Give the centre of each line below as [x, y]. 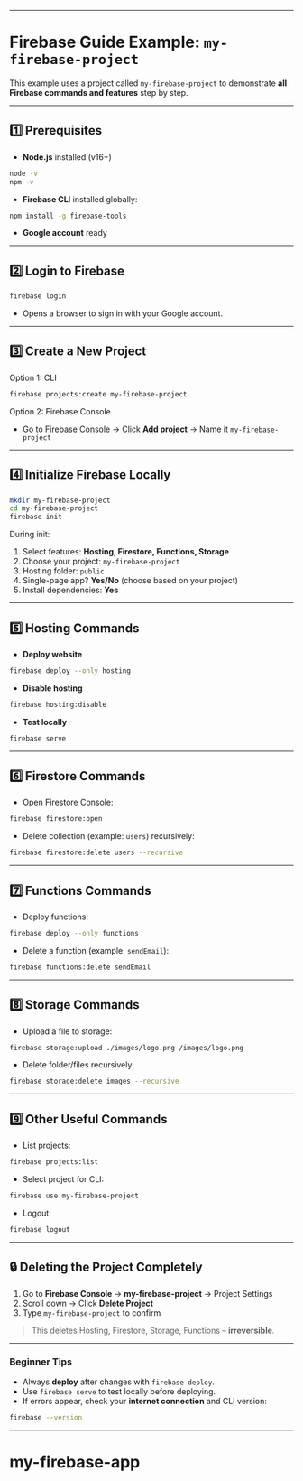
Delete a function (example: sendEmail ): [96, 950]
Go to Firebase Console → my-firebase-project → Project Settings [147, 1293]
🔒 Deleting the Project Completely [106, 1267]
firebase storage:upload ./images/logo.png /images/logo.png [127, 1048]
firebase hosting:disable [58, 704]
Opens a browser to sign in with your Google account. [123, 313]
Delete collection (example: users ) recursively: [109, 836]
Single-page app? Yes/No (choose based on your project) [130, 581]
